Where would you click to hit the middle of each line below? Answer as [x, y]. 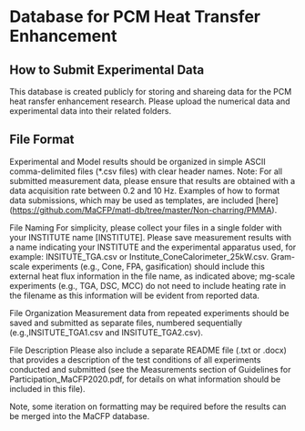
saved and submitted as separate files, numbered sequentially [126, 323]
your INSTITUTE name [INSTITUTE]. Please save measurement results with [151, 237]
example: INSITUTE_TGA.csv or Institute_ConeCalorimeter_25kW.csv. [139, 256]
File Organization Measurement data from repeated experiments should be [149, 313]
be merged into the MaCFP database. [80, 416]
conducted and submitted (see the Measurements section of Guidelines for [150, 369]
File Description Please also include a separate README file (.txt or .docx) [148, 350]
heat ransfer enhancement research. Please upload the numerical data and [150, 101]
